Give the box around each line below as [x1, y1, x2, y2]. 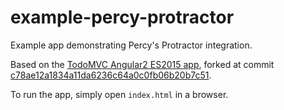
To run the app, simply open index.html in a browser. [10, 88, 229, 100]
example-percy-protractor [10, 6, 235, 29]
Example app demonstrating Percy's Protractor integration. [10, 39, 253, 51]
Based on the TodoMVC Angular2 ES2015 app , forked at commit [10, 58, 275, 70]
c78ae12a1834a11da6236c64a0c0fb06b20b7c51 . [10, 69, 212, 81]
